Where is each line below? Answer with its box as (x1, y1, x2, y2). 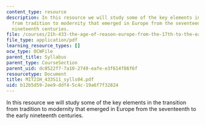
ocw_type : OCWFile (6, 49, 53, 55)
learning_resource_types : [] (6, 43, 81, 49)
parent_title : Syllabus (6, 54, 67, 60)
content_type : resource (6, 8, 67, 15)
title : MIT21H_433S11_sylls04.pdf (6, 76, 95, 83)
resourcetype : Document (6, 71, 67, 77)
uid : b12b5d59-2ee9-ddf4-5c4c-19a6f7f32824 (6, 83, 119, 89)
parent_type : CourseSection (6, 59, 78, 66)
